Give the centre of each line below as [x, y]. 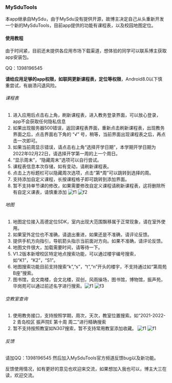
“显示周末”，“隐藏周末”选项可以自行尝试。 [57, 160]
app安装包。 [18, 57]
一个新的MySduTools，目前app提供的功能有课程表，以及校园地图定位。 [81, 25]
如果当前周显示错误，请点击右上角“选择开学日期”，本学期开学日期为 [84, 147]
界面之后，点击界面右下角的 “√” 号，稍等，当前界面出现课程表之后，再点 [89, 134]
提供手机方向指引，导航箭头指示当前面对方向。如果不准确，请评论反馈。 [89, 241]
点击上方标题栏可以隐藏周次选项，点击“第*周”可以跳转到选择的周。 [83, 173]
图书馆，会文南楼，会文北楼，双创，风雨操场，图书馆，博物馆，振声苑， [89, 279]
